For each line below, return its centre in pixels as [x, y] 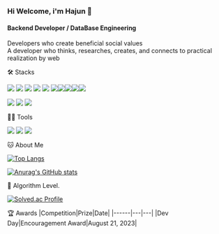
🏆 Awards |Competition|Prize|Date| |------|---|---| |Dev [88, 213]
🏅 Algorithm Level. [33, 186]
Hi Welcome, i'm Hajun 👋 [50, 11]
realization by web [34, 58]
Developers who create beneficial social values [75, 43]
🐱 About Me [25, 145]
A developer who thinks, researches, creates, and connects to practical [110, 51]
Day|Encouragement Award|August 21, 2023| [72, 224]
